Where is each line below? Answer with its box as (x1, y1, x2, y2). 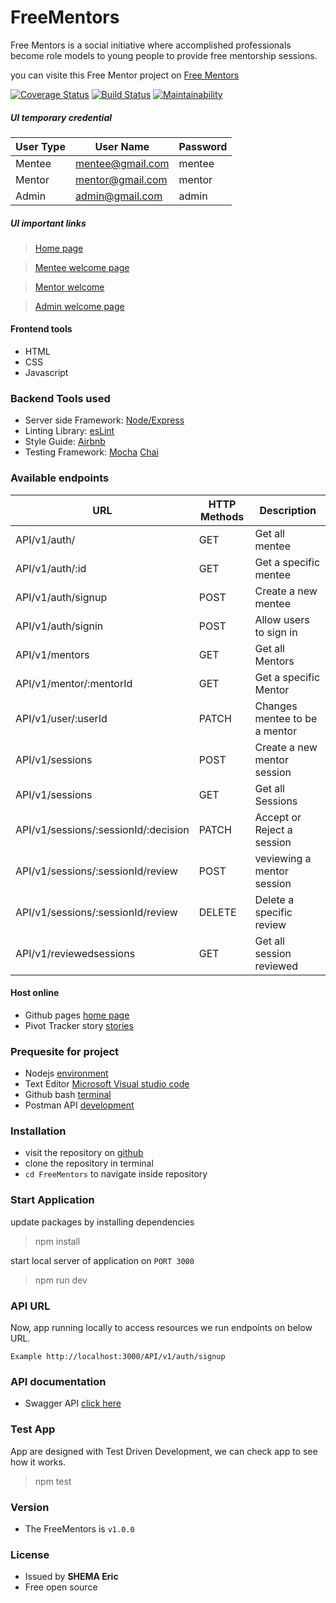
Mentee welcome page (34, 261, 130, 273)
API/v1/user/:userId (15, 711, 108, 725)
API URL (10, 1299, 51, 1313)
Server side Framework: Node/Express (24, 414, 185, 426)
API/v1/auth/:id (15, 561, 87, 575)
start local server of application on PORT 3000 (10, 1254, 195, 1266)
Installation (10, 1124, 67, 1138)
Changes (254, 699, 298, 713)
